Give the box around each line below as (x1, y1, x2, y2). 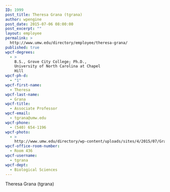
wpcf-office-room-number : (5, 143, 60, 149)
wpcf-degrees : (5, 50, 35, 55)
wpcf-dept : (5, 162, 28, 167)
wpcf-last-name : (5, 92, 39, 97)
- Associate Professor (10, 106, 58, 111)
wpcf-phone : (5, 120, 30, 125)
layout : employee (5, 31, 42, 36)
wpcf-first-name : (5, 82, 42, 87)
